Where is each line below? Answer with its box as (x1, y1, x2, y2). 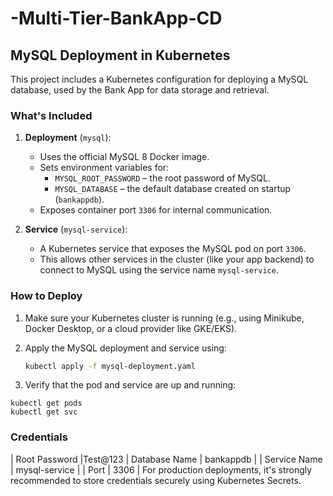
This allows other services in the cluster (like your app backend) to (39, 253, 315, 266)
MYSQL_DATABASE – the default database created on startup (54, 183, 292, 195)
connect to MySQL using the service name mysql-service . (39, 264, 279, 276)
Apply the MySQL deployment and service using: (24, 342, 227, 354)
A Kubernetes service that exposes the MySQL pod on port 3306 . (39, 243, 307, 255)
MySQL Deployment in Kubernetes (10, 47, 231, 64)
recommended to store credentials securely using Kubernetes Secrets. (10, 474, 302, 486)
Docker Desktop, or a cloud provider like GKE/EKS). (24, 322, 238, 334)
